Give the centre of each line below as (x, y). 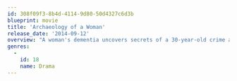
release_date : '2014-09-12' (49, 33)
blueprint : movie (33, 20)
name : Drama (37, 66)
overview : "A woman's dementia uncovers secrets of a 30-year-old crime (116, 40)
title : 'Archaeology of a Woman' (56, 27)
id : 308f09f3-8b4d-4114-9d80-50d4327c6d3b (71, 14)
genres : (19, 46)
